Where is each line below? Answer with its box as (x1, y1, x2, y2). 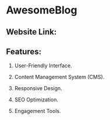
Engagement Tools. (14, 108, 61, 115)
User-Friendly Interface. (14, 62, 72, 69)
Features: (6, 46, 42, 56)
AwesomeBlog (6, 4, 77, 17)
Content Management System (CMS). (14, 74, 105, 81)
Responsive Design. (14, 85, 62, 92)
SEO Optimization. (14, 96, 59, 103)
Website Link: (6, 27, 57, 37)
